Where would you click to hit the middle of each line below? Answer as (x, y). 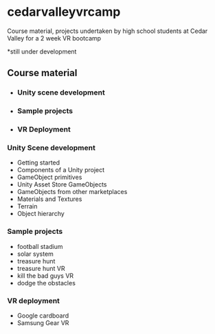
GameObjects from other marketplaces (72, 192)
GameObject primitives (49, 177)
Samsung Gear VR (43, 322)
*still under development (42, 51)
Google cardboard (43, 315)
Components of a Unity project (61, 170)
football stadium (40, 246)
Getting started (38, 163)
